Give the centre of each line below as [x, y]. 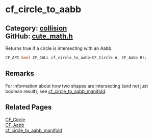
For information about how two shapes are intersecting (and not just [77, 86]
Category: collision [36, 28]
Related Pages [29, 107]
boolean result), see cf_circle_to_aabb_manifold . [56, 91]
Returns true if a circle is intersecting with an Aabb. [59, 48]
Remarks [20, 74]
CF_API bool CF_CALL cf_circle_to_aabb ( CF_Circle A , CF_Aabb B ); [76, 58]
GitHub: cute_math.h [39, 36]
